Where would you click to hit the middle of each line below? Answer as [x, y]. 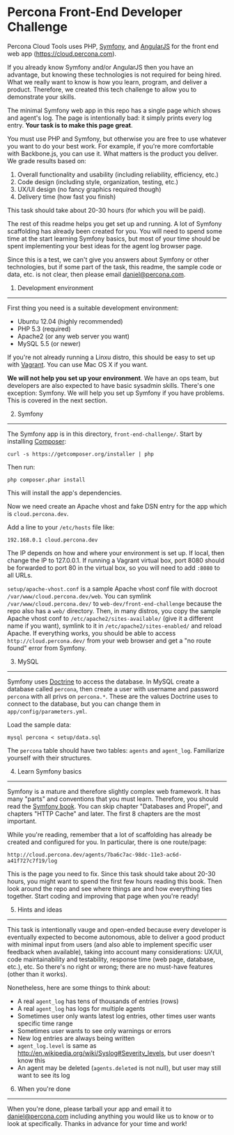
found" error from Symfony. [47, 648]
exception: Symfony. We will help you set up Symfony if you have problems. [116, 393]
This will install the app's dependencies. [64, 493]
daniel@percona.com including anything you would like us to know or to [110, 1116]
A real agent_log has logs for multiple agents [81, 1008]
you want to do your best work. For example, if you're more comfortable [110, 146]
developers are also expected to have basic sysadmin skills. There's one [111, 385]
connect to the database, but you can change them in [84, 704]
